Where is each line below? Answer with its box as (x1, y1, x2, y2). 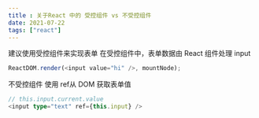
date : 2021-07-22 (8, 19, 65, 27)
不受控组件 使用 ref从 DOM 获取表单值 (8, 79, 131, 89)
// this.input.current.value (8, 95, 104, 103)
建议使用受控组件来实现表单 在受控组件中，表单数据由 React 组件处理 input (8, 49, 251, 58)
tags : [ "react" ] (8, 26, 61, 34)
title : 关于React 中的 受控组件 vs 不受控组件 (8, 11, 152, 20)
